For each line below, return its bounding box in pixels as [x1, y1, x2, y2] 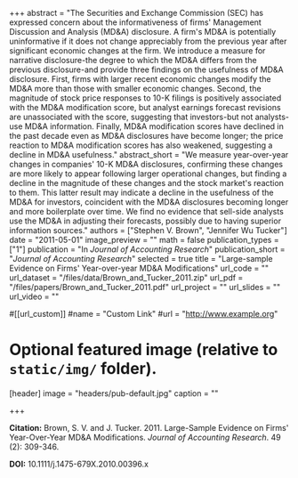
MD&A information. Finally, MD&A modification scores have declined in [24, 121, 285, 132]
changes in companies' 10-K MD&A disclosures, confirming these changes [9, 159, 283, 169]
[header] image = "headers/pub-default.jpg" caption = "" [9, 387, 219, 399]
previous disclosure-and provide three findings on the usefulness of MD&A [9, 64, 284, 75]
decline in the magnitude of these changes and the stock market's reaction [9, 178, 285, 188]
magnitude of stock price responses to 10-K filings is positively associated [9, 93, 282, 103]
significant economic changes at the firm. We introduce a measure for [9, 45, 266, 56]
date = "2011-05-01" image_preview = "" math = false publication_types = [9, 235, 279, 245]
